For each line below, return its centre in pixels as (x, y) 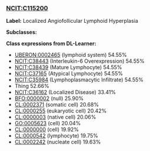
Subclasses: (21, 32)
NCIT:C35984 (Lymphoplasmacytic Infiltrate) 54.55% (79, 80)
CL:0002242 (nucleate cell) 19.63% (58, 142)
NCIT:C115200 (27, 8)
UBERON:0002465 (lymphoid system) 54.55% (71, 55)
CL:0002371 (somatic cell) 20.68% (56, 105)
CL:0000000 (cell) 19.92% (47, 129)
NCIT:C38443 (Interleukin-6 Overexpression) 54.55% (80, 61)
